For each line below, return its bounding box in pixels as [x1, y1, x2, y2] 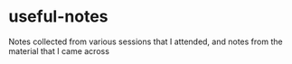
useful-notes [8, 6, 108, 27]
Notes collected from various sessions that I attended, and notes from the [8, 36, 283, 47]
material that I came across [8, 45, 110, 56]
